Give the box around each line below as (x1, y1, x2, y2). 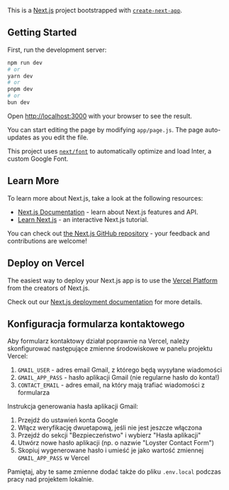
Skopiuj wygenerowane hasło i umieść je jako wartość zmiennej (17, 446, 204, 454)
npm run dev (7, 59, 43, 66)
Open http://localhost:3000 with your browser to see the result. (7, 112, 193, 120)
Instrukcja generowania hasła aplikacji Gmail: (7, 402, 138, 411)
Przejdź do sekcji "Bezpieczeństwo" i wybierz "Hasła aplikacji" (17, 431, 201, 440)
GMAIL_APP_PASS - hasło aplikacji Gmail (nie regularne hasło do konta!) (17, 373, 220, 382)
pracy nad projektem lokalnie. (7, 475, 94, 484)
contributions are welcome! (7, 236, 87, 245)
